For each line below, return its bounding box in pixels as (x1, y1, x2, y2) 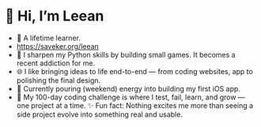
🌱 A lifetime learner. (16, 33, 81, 43)
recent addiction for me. (16, 58, 96, 68)
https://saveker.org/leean (16, 41, 100, 50)
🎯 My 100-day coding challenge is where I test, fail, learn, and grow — (16, 92, 246, 102)
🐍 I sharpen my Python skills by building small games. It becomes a (16, 50, 236, 59)
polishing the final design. (16, 75, 101, 85)
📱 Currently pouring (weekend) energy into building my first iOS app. (16, 84, 240, 93)
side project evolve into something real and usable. (16, 110, 183, 119)
